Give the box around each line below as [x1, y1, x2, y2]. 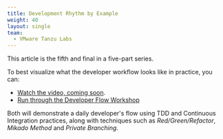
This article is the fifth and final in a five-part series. [7, 54, 153, 63]
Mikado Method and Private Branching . [7, 124, 119, 132]
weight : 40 [7, 17, 39, 23]
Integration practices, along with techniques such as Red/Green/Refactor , [7, 116, 216, 125]
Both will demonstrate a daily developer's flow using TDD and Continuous [7, 109, 216, 118]
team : [7, 29, 23, 36]
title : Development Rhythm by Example [7, 10, 118, 17]
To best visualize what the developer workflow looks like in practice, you [7, 68, 213, 76]
